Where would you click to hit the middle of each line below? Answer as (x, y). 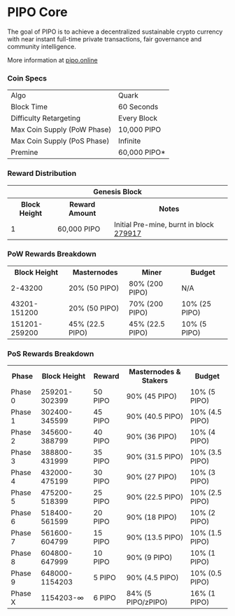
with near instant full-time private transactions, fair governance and (105, 39)
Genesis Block (117, 191)
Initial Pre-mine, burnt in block (164, 224)
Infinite (129, 141)
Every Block (137, 118)
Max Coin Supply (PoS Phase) (60, 141)
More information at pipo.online (52, 60)
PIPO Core (37, 12)
